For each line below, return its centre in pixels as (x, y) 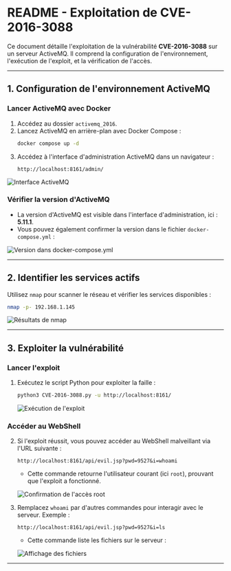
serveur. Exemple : (43, 515)
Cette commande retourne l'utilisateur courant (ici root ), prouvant (120, 474)
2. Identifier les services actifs (74, 278)
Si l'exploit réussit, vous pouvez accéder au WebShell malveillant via (114, 441)
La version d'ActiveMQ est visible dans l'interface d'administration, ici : (117, 214)
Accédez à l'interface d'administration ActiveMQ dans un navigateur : (115, 157)
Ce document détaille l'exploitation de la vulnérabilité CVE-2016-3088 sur (112, 46)
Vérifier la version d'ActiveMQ (58, 199)
